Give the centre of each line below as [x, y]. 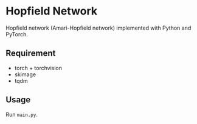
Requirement [31, 54]
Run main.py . [22, 114]
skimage [25, 74]
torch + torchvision [38, 68]
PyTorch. [17, 34]
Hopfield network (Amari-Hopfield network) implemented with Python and [98, 28]
